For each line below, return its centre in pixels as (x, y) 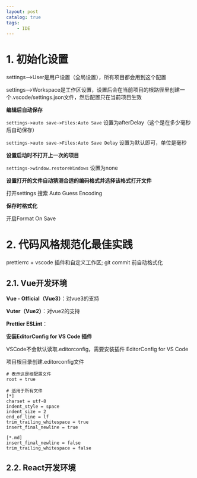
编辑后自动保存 (24, 110)
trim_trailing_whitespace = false (49, 448)
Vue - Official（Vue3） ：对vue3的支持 (53, 298)
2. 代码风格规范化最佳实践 (69, 245)
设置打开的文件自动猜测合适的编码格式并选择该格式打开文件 (79, 181)
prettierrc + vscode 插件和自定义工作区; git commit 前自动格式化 (85, 263)
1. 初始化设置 (37, 60)
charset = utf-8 (26, 401)
